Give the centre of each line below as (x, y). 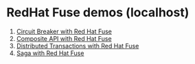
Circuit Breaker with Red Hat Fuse (64, 31)
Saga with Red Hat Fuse (50, 53)
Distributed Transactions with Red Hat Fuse (78, 46)
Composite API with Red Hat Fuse (64, 38)
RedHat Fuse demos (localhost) (98, 13)
